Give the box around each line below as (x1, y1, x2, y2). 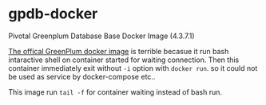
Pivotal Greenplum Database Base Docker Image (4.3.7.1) (8, 31, 195, 41)
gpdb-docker (8, 5, 98, 23)
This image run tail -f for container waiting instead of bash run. (8, 87, 222, 96)
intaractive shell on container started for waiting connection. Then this (8, 55, 240, 64)
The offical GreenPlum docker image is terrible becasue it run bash (8, 46, 229, 56)
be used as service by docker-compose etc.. (8, 72, 156, 81)
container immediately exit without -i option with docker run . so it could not (8, 63, 258, 72)
